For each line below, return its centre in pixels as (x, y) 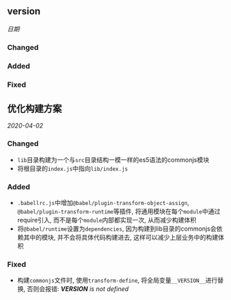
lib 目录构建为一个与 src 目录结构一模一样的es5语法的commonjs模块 (113, 159)
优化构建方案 (35, 108)
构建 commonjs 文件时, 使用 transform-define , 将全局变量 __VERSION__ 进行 (117, 281)
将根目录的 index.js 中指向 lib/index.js (72, 168)
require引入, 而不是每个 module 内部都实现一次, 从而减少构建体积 (107, 220)
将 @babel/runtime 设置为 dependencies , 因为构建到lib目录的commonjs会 (117, 229)
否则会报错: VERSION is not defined (78, 289)
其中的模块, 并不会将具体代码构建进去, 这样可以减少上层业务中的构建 (121, 237)
